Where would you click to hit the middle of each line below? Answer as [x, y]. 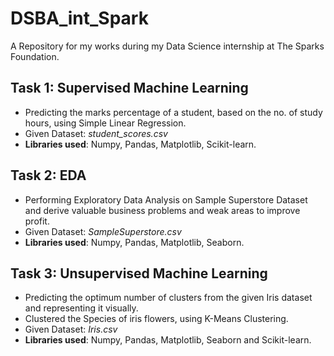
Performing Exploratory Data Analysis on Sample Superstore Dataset [166, 199]
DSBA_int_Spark [79, 18]
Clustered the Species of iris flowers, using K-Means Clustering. [156, 319]
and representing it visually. [81, 308]
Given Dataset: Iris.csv [71, 329]
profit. [37, 221]
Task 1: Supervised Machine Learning [129, 88]
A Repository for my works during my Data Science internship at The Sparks [167, 46]
